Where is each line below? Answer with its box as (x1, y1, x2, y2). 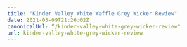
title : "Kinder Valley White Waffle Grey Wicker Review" (7, 10, 178, 17)
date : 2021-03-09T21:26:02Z (7, 17, 90, 23)
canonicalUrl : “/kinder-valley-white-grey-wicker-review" (7, 23, 181, 30)
